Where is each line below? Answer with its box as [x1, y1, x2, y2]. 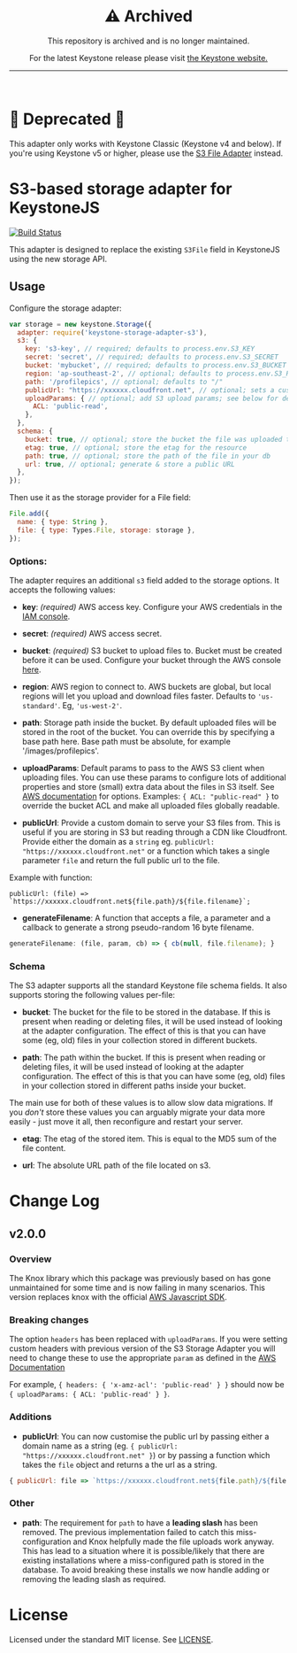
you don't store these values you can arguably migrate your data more [9, 1107, 265, 1117]
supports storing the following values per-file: [9, 990, 175, 1000]
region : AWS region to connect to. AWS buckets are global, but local [21, 681, 271, 691]
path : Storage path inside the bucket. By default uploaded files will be [21, 717, 277, 728]
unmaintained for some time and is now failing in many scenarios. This [9, 1282, 265, 1293]
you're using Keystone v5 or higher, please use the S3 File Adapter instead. [9, 148, 284, 158]
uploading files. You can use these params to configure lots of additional [21, 772, 286, 783]
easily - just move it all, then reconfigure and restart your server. [9, 1116, 243, 1127]
